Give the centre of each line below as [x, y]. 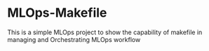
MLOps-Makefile [57, 13]
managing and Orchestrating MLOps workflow [74, 39]
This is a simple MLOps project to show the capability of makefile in [105, 32]
